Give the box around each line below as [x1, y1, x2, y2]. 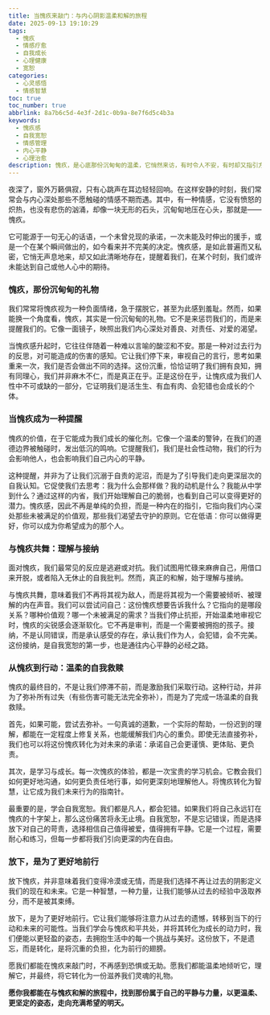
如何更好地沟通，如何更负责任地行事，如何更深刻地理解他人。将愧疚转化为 [8, 777, 255, 786]
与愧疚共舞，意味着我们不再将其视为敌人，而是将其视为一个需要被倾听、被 [8, 590, 255, 600]
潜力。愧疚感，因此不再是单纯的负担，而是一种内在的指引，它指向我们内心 [8, 501, 255, 510]
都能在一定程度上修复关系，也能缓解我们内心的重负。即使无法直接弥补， [22, 729, 262, 739]
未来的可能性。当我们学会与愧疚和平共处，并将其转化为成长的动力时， [22, 923, 255, 933]
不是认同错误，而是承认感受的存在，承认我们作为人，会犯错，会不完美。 [22, 630, 262, 640]
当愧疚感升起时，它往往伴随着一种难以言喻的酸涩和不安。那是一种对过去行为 [8, 341, 262, 351]
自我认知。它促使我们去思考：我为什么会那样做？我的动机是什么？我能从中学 [8, 481, 262, 490]
